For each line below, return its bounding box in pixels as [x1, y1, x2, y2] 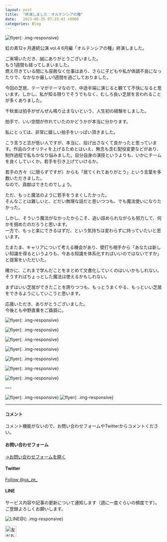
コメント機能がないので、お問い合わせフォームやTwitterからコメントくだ [5, 423, 154, 429]
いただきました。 [9, 175, 45, 181]
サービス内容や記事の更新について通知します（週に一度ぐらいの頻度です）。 [5, 500, 160, 506]
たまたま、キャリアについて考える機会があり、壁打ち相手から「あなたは [5, 245, 153, 251]
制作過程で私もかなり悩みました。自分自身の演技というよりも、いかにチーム [5, 152, 162, 158]
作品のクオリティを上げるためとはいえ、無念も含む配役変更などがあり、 [13, 146, 162, 152]
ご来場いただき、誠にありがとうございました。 [5, 56, 101, 62]
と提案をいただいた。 [5, 257, 49, 263]
